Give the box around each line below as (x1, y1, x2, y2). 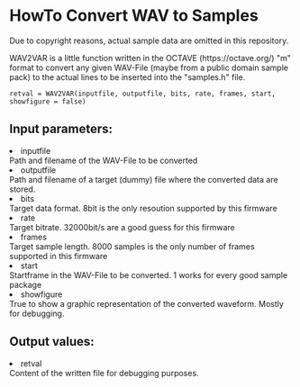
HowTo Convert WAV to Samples (9, 5, 259, 26)
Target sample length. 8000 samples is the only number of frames (9, 240, 255, 252)
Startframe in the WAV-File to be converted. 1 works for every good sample (9, 269, 288, 280)
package (9, 279, 42, 290)
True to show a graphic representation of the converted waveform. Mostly (9, 298, 284, 309)
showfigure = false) (9, 96, 87, 106)
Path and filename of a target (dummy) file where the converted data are (9, 174, 278, 184)
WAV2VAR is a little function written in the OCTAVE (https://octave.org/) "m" (9, 52, 291, 63)
